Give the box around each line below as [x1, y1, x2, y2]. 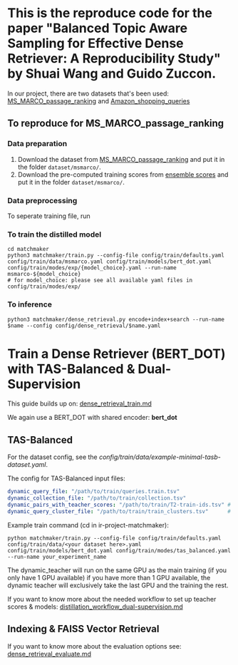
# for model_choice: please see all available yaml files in [7, 277, 193, 284]
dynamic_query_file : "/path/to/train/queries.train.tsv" [7, 488, 180, 495]
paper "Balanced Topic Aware [7, 20, 187, 36]
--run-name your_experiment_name [7, 553, 107, 560]
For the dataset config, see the [7, 453, 98, 461]
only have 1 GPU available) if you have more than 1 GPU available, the [7, 573, 211, 582]
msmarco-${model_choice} [7, 271, 81, 278]
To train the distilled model [7, 230, 102, 239]
